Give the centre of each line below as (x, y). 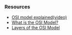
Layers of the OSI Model (36, 28)
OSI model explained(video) (39, 17)
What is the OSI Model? (35, 22)
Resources (17, 7)
